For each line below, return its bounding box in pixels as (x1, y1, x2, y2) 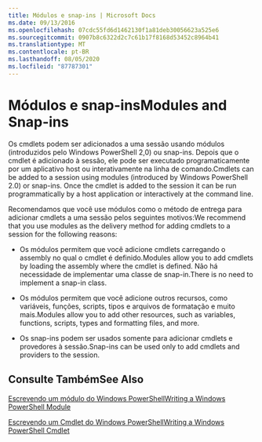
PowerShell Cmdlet (8, 426, 70, 435)
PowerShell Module (8, 402, 71, 411)
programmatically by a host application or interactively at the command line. (8, 189, 253, 199)
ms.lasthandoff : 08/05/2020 (8, 56, 100, 64)
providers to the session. (19, 350, 100, 360)
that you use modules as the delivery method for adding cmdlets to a (8, 221, 231, 230)
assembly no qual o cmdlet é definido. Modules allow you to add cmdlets (19, 253, 253, 262)
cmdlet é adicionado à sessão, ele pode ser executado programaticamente (8, 155, 250, 165)
